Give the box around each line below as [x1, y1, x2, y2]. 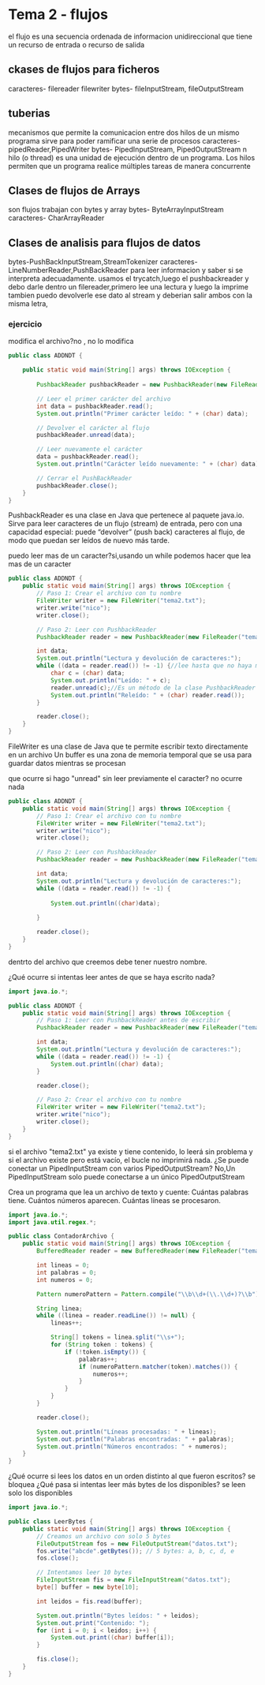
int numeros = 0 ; [36, 1276, 93, 1283]
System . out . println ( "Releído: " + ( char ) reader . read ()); [50, 691, 245, 699]
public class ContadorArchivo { [8, 1232, 114, 1240]
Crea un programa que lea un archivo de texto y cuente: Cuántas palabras [8, 1187, 249, 1197]
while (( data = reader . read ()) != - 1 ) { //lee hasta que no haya [36, 662, 252, 670]
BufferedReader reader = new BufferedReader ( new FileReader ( [36, 1247, 242, 1255]
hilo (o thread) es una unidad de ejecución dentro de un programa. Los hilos [8, 152, 256, 163]
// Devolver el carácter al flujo [36, 424, 150, 432]
